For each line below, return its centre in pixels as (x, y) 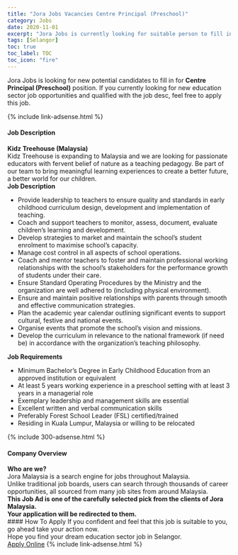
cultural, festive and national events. (70, 320)
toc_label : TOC (30, 54)
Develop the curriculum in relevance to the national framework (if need (121, 335)
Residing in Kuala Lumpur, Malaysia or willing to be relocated (106, 423)
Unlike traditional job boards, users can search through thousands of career (118, 484)
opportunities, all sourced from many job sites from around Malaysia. (108, 492)
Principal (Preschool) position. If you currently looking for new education (114, 88)
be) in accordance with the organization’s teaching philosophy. (109, 343)
